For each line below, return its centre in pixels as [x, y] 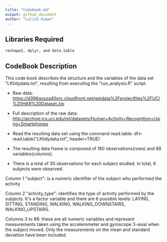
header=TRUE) [85, 139]
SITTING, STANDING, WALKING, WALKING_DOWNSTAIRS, [65, 204]
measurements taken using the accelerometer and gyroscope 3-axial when [82, 224]
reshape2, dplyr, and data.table [40, 51]
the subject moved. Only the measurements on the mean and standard [78, 230]
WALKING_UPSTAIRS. [27, 209]
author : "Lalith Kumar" [30, 19]
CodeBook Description [41, 66]
